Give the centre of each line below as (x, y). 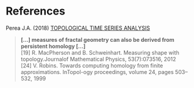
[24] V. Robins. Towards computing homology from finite (92, 66)
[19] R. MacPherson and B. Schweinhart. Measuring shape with (100, 52)
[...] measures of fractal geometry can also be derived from (97, 39)
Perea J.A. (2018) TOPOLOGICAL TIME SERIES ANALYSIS (78, 28)
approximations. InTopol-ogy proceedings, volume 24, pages (97, 72)
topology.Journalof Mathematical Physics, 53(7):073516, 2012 (98, 59)
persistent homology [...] (53, 46)
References (35, 11)
